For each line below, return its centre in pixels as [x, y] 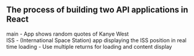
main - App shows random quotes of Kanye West [68, 34]
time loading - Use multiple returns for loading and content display [89, 46]
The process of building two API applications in [97, 10]
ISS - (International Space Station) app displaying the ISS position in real [96, 40]
